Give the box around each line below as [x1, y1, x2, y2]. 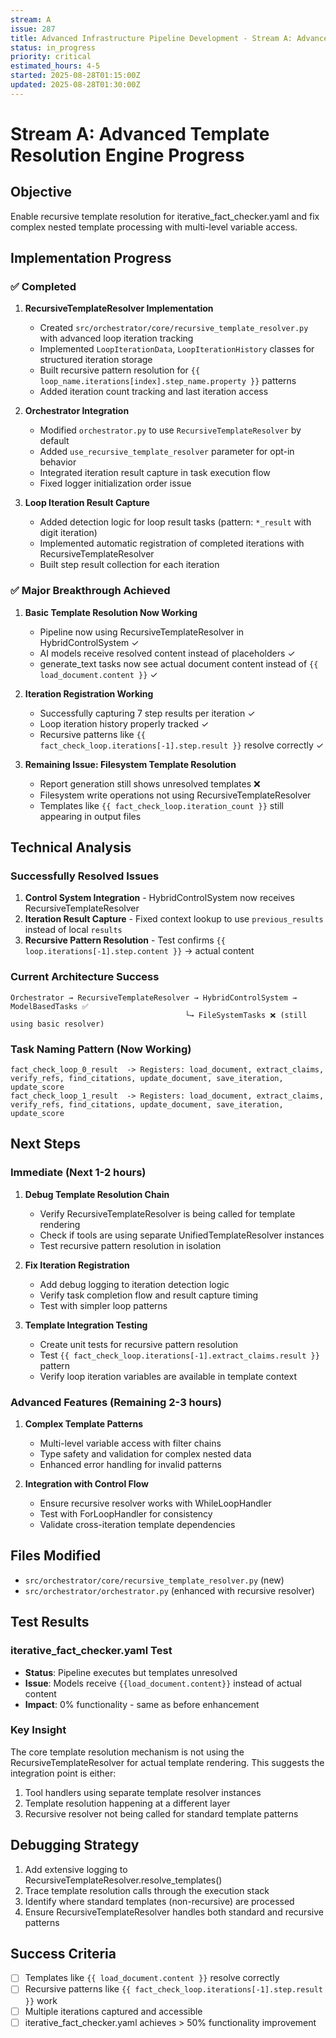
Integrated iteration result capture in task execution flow [39, 467, 271, 479]
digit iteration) [39, 527, 98, 539]
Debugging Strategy [10, 1837, 140, 1854]
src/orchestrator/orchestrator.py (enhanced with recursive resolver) [24, 1584, 315, 1596]
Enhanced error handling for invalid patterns [39, 1459, 222, 1470]
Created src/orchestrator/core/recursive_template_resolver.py [39, 322, 309, 334]
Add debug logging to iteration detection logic [39, 1278, 230, 1290]
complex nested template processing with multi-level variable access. [10, 221, 298, 233]
